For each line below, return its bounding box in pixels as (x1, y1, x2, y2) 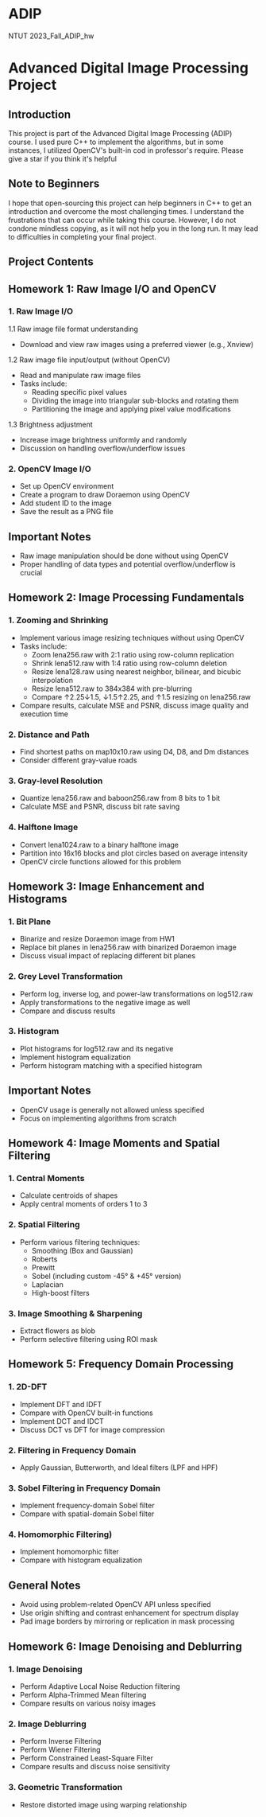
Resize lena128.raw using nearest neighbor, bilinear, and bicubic (31, 666, 242, 677)
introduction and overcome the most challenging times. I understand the (8, 206, 245, 216)
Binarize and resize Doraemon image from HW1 (19, 934, 175, 944)
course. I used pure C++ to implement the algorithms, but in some (8, 137, 224, 146)
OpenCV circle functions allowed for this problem (19, 856, 181, 866)
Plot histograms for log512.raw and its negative (19, 1043, 174, 1053)
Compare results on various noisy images (19, 1698, 156, 1708)
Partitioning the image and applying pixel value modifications (31, 404, 232, 414)
